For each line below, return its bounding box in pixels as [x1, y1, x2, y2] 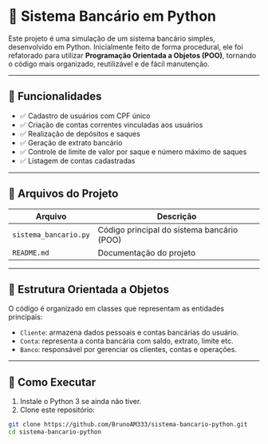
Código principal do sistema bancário [97, 224, 238, 235]
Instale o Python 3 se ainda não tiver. [19, 397, 142, 406]
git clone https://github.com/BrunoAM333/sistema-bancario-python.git [8, 421, 248, 429]
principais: [8, 312, 43, 322]
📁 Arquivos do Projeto [8, 187, 119, 200]
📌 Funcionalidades [8, 89, 102, 103]
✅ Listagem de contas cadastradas [19, 156, 136, 165]
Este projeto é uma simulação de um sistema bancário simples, [8, 34, 215, 43]
